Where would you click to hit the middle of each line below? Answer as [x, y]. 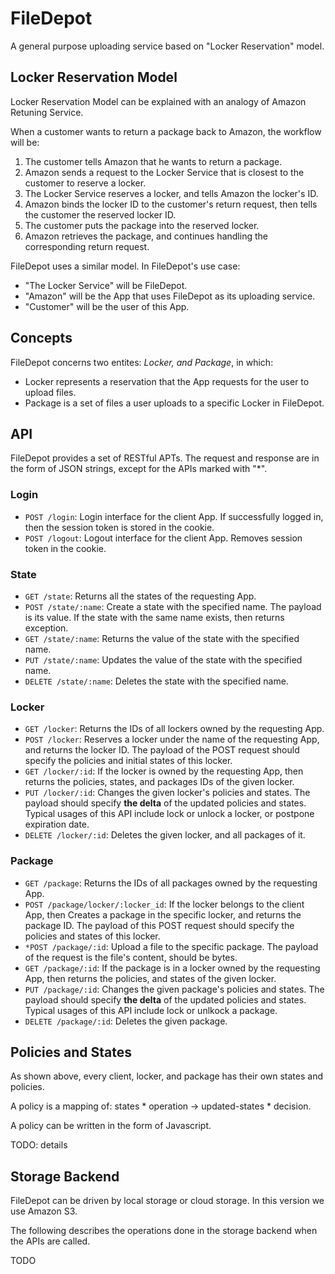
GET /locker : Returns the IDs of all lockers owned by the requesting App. [174, 729]
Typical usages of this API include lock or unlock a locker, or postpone [169, 814]
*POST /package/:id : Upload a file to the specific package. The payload [171, 946]
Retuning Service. [47, 112]
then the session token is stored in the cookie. [119, 527]
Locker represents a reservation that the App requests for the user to [167, 381]
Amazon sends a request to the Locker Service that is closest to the [164, 172]
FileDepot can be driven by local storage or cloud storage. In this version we [167, 1201]
